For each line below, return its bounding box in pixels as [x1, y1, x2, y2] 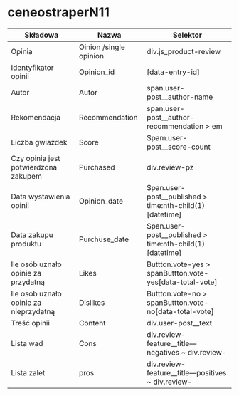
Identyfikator [11, 62, 54, 72]
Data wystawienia [11, 192, 70, 202]
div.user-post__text [147, 318, 212, 328]
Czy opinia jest [11, 153, 60, 163]
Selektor [173, 30, 203, 40]
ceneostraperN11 [7, 4, 110, 21]
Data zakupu [11, 229, 53, 239]
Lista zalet [11, 368, 46, 377]
